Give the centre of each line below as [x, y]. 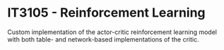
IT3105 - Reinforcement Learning [107, 13]
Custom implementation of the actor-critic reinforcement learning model [112, 32]
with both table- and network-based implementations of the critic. [103, 39]
